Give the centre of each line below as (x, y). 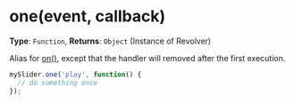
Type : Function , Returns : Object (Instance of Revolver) (110, 41)
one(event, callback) (88, 16)
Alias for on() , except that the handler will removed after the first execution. (147, 58)
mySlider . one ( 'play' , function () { (76, 74)
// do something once (58, 83)
